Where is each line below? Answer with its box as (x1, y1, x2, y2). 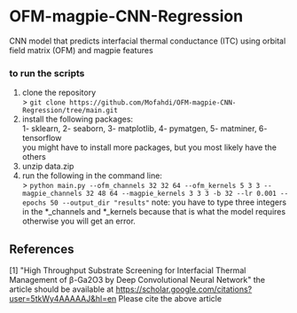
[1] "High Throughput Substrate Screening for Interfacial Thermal (9, 265, 246, 276)
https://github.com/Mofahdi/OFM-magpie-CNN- (69, 98, 237, 107)
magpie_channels (21, 189, 82, 199)
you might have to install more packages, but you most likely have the (21, 142, 277, 153)
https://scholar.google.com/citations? (115, 284, 253, 294)
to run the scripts (9, 67, 85, 79)
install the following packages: (21, 113, 134, 125)
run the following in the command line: (21, 170, 162, 181)
